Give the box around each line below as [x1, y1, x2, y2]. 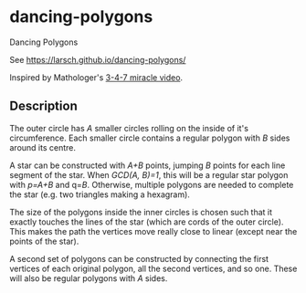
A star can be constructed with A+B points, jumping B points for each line [9, 160, 286, 171]
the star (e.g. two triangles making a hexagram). [9, 189, 190, 200]
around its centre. [9, 141, 76, 152]
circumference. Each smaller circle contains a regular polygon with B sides [9, 132, 290, 143]
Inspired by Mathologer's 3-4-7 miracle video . [9, 71, 184, 83]
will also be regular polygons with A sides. [9, 272, 168, 284]
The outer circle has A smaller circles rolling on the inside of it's [9, 122, 249, 133]
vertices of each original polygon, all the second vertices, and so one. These [9, 263, 298, 274]
